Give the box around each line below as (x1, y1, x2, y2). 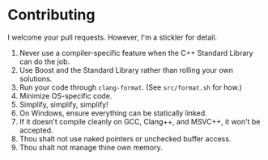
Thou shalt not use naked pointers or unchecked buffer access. (19, 133, 232, 143)
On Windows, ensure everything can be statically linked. (19, 107, 207, 118)
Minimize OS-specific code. (19, 91, 113, 100)
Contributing (7, 6, 96, 24)
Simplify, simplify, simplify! (19, 99, 108, 109)
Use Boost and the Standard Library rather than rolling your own (19, 65, 234, 74)
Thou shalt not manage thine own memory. (19, 142, 163, 152)
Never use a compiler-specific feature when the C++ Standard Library (19, 48, 253, 57)
